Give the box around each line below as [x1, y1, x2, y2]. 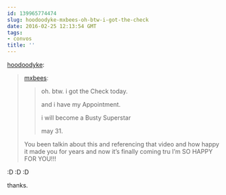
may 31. [41, 127, 63, 135]
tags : [7, 29, 23, 36]
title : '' [7, 42, 36, 49]
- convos [7, 36, 32, 42]
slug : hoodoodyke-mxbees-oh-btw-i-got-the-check [7, 16, 149, 23]
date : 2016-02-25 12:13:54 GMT [7, 23, 97, 29]
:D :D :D [7, 168, 30, 176]
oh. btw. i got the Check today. [41, 87, 128, 95]
